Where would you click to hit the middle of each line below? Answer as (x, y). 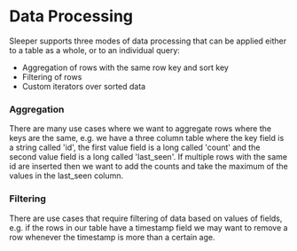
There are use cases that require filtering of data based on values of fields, (146, 218)
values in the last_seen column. (66, 176)
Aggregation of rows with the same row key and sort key (125, 67)
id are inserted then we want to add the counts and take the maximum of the (148, 167)
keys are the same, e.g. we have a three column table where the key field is (147, 138)
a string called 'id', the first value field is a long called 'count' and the (135, 147)
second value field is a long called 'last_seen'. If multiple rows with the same (148, 157)
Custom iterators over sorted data (84, 86)
